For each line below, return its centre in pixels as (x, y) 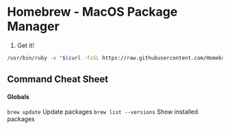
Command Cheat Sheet (57, 79)
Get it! (25, 45)
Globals (18, 96)
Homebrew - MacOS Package (92, 12)
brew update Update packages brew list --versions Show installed (103, 112)
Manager (33, 26)
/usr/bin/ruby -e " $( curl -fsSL (53, 58)
